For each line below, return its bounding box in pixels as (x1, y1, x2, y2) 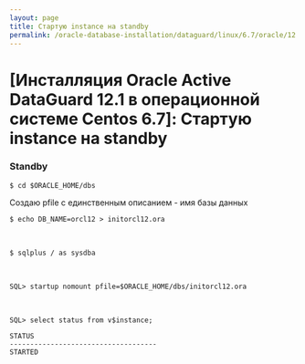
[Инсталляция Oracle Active (9, 69, 232, 90)
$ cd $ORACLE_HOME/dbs (9, 181, 96, 190)
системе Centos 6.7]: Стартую (9, 109, 253, 129)
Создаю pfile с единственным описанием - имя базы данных (9, 197, 248, 208)
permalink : (9, 30, 51, 39)
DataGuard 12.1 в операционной (9, 88, 260, 109)
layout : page (9, 13, 59, 23)
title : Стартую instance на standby (9, 22, 149, 31)
